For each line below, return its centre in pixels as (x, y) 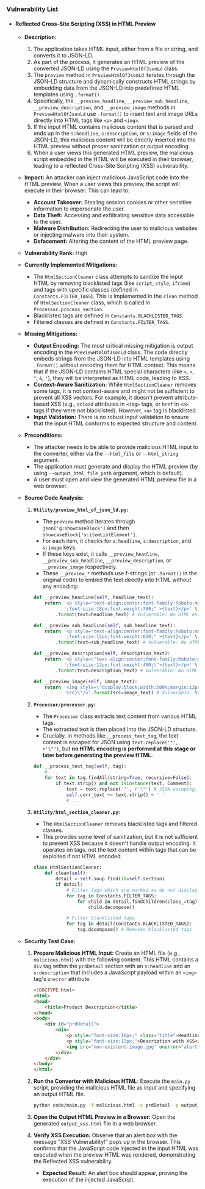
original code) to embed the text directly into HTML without (117, 580)
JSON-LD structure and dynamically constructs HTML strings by (115, 82)
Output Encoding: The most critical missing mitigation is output (113, 346)
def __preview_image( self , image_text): (85, 681)
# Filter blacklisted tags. (102, 918)
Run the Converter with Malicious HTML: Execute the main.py (112, 1081)
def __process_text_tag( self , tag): (80, 767)
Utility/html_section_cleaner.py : (77, 812)
